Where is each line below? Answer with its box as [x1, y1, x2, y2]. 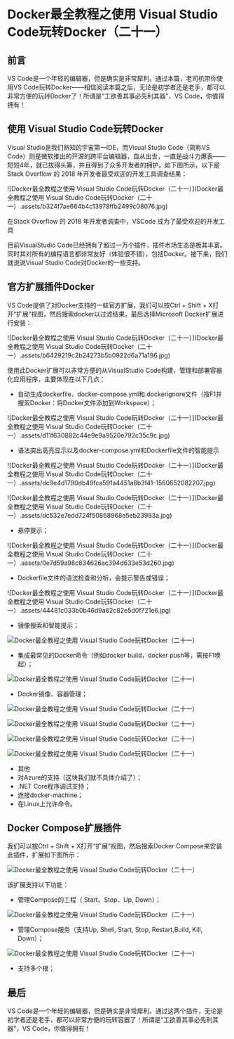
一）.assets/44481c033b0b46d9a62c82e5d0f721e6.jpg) [7, 606, 172, 614]
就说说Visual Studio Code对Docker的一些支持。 [7, 258, 145, 267]
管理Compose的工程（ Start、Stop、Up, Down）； [17, 895, 162, 904]
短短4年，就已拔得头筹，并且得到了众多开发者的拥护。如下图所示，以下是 [7, 160, 221, 169]
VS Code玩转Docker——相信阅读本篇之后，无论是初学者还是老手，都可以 [13, 83, 226, 91]
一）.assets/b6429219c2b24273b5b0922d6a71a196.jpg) [7, 351, 170, 359]
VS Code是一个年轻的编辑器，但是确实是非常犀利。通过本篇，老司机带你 [7, 75, 217, 82]
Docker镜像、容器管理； [17, 689, 88, 698]
